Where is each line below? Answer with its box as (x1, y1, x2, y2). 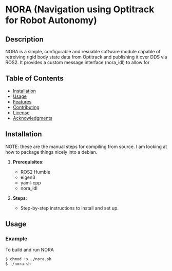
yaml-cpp (20, 179, 41, 185)
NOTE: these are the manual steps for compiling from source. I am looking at (5, 143, 167, 150)
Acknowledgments (12, 115, 53, 121)
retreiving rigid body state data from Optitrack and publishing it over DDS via (5, 54, 167, 60)
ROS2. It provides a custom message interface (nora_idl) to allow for (5, 59, 150, 65)
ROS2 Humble (20, 169, 50, 175)
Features (12, 98, 32, 105)
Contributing (12, 104, 40, 110)
